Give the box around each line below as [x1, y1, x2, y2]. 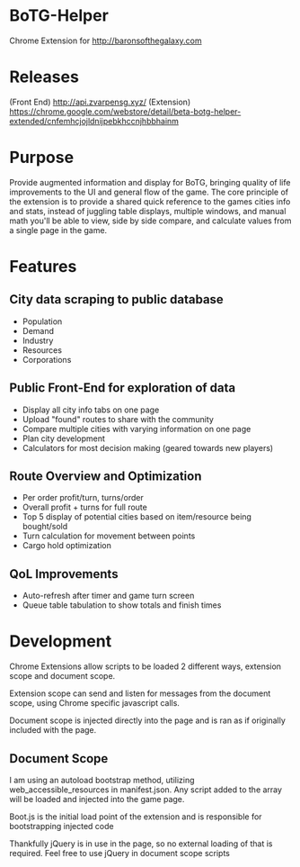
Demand [22, 325, 55, 336]
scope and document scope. [9, 671, 116, 682]
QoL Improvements [9, 566, 119, 582]
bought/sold [22, 521, 68, 532]
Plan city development [22, 433, 106, 444]
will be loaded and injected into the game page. [9, 794, 185, 804]
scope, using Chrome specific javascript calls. [9, 698, 180, 709]
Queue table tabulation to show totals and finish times [22, 600, 222, 610]
